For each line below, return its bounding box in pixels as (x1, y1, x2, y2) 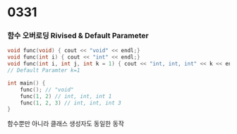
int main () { (7, 79, 46, 87)
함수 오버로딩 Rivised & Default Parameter (7, 31, 150, 41)
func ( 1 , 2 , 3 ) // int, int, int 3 (20, 99, 121, 106)
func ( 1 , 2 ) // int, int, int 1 (20, 92, 112, 99)
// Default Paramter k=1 (7, 67, 80, 74)
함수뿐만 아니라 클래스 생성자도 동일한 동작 (7, 119, 125, 128)
